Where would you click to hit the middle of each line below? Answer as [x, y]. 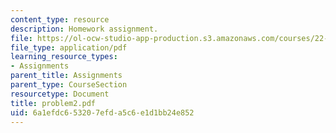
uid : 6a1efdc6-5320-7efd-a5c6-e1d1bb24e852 [102, 112]
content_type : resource [60, 19]
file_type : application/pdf [69, 47]
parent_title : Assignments [66, 76]
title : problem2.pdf [53, 103]
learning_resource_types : [64, 57]
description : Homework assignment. [84, 29]
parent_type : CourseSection [69, 85]
